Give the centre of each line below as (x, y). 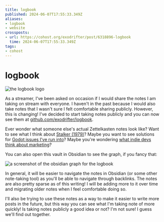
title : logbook (21, 10)
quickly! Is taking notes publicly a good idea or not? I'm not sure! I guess (79, 209)
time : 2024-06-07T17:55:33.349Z (43, 42)
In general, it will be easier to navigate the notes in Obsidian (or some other (81, 174)
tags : (11, 46)
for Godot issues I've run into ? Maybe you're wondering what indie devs (78, 140)
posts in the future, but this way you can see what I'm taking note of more (80, 204)
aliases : (14, 19)
